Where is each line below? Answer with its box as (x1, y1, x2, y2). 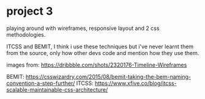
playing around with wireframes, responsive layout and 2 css (6, 24, 160, 32)
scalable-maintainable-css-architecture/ (6, 86, 108, 93)
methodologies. (6, 31, 46, 38)
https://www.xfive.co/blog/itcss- (94, 79, 177, 87)
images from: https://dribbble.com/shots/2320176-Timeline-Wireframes (6, 61, 187, 68)
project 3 (6, 4, 53, 18)
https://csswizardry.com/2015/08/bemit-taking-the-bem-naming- (25, 73, 192, 80)
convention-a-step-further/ (6, 79, 75, 87)
